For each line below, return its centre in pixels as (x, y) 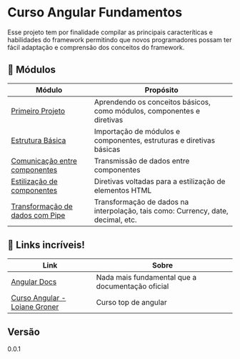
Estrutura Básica (39, 140)
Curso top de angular (131, 302)
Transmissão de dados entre (142, 161)
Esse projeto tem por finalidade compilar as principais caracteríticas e (110, 32)
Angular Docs (34, 281)
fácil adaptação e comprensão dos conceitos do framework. (96, 47)
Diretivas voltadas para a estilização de (160, 181)
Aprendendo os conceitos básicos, (152, 102)
